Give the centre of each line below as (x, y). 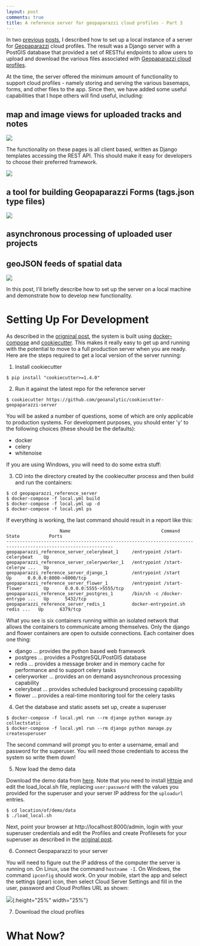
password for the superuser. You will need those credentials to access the (97, 751)
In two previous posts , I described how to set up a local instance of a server (99, 40)
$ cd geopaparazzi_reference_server (52, 494)
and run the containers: (44, 483)
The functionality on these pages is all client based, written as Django (92, 149)
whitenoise (28, 453)
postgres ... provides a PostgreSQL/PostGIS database (81, 658)
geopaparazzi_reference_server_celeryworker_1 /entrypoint (84, 563)
